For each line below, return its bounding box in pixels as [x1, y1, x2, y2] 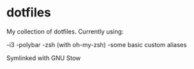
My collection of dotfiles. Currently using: [6, 27, 124, 36]
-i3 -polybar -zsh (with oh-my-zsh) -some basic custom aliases [6, 40, 187, 49]
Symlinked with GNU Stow [6, 53, 81, 62]
